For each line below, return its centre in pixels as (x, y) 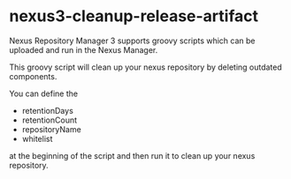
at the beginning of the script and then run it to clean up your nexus (132, 155)
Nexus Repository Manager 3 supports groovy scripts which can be (132, 41)
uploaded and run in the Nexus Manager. (84, 49)
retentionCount (50, 120)
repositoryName (51, 129)
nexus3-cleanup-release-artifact (134, 16)
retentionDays (47, 110)
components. (33, 76)
